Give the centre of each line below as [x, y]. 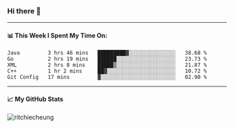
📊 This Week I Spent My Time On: [57, 35]
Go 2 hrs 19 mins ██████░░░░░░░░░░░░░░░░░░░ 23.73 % [107, 59]
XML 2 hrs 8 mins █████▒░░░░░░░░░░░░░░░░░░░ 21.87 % [107, 65]
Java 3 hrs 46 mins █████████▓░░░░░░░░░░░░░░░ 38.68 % [107, 53]
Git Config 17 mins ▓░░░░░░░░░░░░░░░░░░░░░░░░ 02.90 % [107, 77]
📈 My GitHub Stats [36, 99]
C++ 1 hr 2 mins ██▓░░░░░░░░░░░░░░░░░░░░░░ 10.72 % [107, 71]
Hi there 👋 [24, 11]
